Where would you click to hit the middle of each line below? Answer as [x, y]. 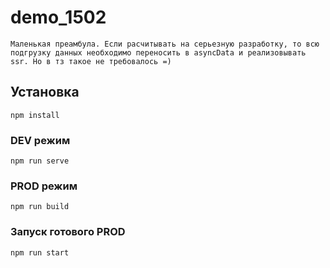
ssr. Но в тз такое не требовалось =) [91, 61]
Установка [45, 92]
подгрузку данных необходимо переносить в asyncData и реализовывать [158, 52]
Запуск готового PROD [68, 232]
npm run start [40, 252]
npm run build [40, 207]
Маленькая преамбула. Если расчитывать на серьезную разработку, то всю [165, 44]
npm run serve [40, 161]
